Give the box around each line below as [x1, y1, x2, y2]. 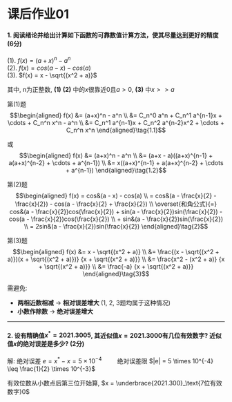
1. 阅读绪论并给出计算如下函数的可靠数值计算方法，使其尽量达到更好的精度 [7, 30, 219, 39]
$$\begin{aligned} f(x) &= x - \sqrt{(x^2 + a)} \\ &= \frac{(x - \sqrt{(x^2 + [12, 248, 220, 256]
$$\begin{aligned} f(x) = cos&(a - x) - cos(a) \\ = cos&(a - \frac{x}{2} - [15, 191, 217, 200]
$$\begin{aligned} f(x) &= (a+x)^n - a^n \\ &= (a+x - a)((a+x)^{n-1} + [19, 151, 213, 160]
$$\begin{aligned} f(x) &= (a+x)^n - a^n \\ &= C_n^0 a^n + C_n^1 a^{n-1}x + [9, 111, 223, 119]
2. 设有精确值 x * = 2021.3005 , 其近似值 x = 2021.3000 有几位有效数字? [7, 329, 209, 339]
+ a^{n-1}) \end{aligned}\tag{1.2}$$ [65, 166, 167, 175]
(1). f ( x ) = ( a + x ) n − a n [7, 55, 71, 65]
